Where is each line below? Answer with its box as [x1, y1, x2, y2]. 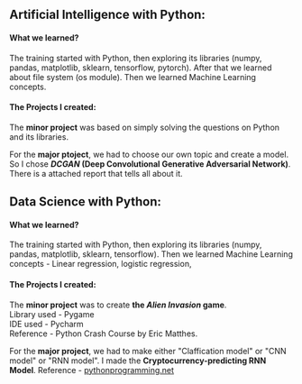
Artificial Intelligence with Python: [9, 7, 206, 23]
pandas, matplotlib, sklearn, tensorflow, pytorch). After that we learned [9, 62, 272, 73]
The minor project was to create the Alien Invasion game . [9, 299, 227, 310]
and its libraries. [9, 131, 69, 142]
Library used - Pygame [9, 308, 95, 319]
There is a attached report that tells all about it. [9, 168, 183, 178]
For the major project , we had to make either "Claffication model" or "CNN [9, 345, 287, 356]
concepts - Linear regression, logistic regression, [9, 259, 192, 270]
